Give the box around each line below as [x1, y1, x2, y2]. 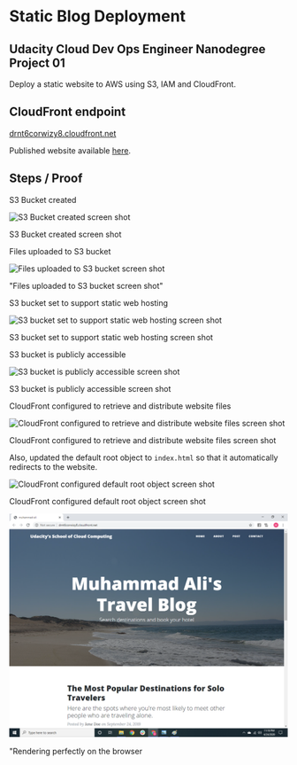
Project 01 [9, 55, 65, 70]
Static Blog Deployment [9, 6, 187, 27]
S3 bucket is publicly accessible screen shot [9, 383, 171, 394]
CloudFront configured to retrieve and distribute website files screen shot [9, 434, 277, 445]
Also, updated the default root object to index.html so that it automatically [9, 452, 278, 463]
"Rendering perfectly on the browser [9, 745, 143, 756]
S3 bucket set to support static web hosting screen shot [9, 332, 214, 342]
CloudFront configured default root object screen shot [9, 496, 206, 506]
